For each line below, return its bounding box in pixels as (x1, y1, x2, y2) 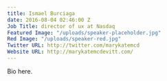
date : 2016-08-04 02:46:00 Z (7, 16, 91, 23)
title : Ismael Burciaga (7, 10, 76, 17)
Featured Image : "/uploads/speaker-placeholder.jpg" (7, 29, 162, 36)
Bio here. (7, 67, 33, 76)
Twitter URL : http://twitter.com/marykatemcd (7, 42, 140, 49)
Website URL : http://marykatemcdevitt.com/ (7, 49, 134, 56)
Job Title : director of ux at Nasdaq (7, 23, 115, 30)
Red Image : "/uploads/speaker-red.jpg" (7, 36, 122, 43)
